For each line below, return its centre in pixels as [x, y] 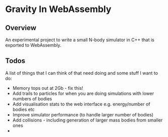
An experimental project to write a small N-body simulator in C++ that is [80, 40]
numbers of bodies [32, 98]
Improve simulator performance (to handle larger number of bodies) [83, 114]
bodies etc [23, 109]
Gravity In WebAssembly [59, 9]
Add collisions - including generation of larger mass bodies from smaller [88, 120]
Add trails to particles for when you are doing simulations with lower [83, 93]
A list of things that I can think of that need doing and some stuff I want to [81, 73]
